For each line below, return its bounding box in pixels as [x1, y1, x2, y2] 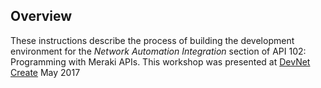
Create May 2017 [10, 66, 81, 78]
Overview [10, 8, 73, 25]
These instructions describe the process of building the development [10, 34, 295, 46]
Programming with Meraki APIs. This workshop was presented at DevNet [10, 55, 311, 68]
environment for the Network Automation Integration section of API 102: [10, 45, 307, 57]
